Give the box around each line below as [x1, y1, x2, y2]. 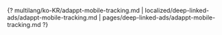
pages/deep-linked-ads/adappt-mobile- [102, 13, 216, 22]
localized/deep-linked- [145, 7, 210, 14]
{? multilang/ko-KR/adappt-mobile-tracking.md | [7, 7, 144, 14]
